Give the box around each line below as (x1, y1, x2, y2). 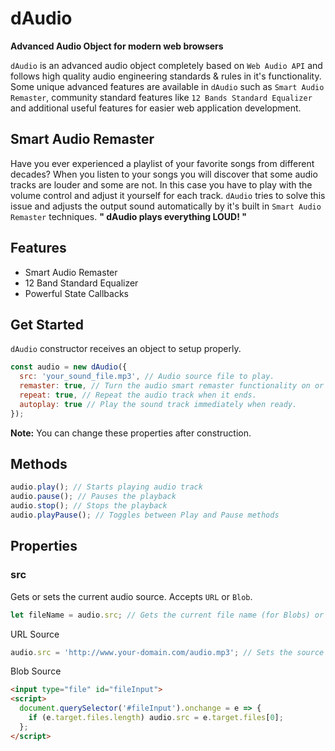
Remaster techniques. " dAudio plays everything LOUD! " (10, 210, 247, 222)
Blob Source (10, 665, 62, 677)
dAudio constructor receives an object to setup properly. (10, 343, 242, 355)
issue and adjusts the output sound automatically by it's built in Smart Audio (10, 200, 322, 212)
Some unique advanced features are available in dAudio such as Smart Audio (10, 80, 325, 92)
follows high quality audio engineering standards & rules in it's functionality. (10, 70, 322, 82)
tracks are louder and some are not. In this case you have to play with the (10, 178, 313, 191)
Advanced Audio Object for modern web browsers (10, 40, 224, 52)
